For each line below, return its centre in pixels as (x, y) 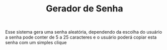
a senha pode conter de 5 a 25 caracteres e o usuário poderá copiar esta (81, 37)
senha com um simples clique (36, 42)
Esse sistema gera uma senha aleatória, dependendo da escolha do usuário (84, 32)
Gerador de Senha (85, 9)
